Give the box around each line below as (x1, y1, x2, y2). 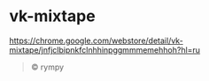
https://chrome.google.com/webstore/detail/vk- (9, 35, 183, 46)
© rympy (30, 62, 65, 72)
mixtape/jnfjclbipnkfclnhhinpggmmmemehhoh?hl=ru (9, 44, 201, 55)
